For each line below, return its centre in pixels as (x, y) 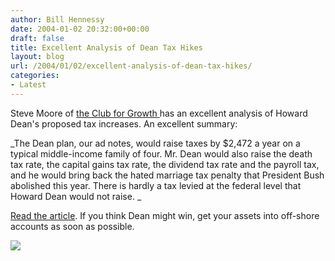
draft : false (37, 38)
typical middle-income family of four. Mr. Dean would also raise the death (161, 153)
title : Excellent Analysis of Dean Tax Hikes (106, 47)
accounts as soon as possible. (72, 226)
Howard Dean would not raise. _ (76, 196)
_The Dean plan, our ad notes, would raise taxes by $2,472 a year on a (155, 143)
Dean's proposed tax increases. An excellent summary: (124, 123)
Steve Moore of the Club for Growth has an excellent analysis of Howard (159, 113)
